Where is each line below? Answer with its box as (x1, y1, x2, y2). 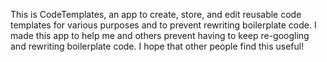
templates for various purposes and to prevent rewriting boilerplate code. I (10, 19, 317, 31)
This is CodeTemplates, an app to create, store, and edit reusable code (10, 9, 302, 20)
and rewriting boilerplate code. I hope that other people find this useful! (10, 40, 305, 52)
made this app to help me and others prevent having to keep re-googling (10, 30, 310, 41)
